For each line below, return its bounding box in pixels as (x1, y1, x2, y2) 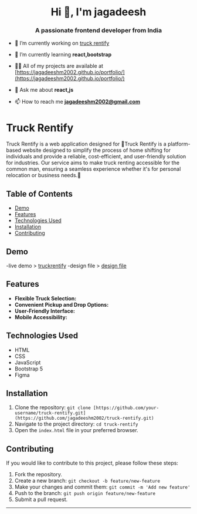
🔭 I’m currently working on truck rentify (14, 39, 110, 47)
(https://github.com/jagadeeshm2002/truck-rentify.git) (14, 415, 154, 422)
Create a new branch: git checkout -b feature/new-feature (14, 477, 160, 485)
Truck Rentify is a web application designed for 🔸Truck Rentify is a (6, 141, 167, 148)
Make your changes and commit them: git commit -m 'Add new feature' (14, 483, 191, 490)
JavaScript (14, 359, 41, 366)
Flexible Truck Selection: (14, 294, 77, 302)
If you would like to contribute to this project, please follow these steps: (6, 459, 179, 467)
